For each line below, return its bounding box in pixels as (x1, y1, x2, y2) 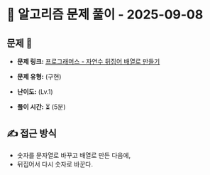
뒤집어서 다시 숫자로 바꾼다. (16, 159, 94, 168)
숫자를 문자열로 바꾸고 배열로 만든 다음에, (16, 151, 131, 159)
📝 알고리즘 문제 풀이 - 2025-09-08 (6, 6, 204, 23)
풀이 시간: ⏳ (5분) (16, 102, 66, 111)
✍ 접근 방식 (6, 127, 57, 139)
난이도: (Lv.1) (16, 87, 54, 96)
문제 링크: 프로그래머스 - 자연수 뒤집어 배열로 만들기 (16, 58, 160, 65)
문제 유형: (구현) (16, 73, 62, 80)
